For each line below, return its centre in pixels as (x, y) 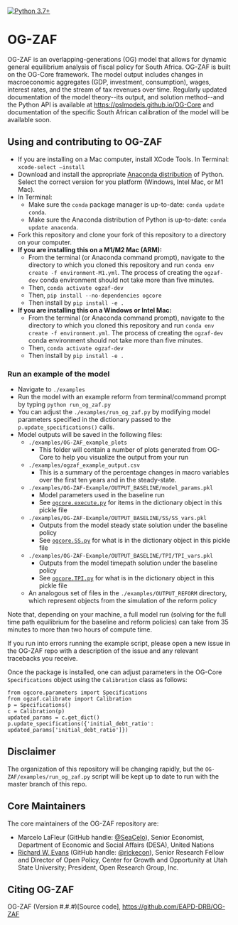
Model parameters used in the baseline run (102, 495)
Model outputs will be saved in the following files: (90, 435)
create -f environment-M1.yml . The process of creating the (115, 272)
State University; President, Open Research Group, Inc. (98, 867)
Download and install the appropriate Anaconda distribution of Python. (121, 174)
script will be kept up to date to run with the (155, 776)
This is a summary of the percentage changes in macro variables (134, 472)
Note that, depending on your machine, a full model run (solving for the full (117, 615)
